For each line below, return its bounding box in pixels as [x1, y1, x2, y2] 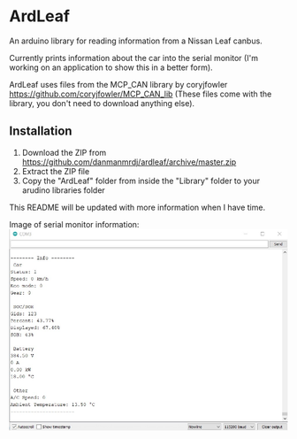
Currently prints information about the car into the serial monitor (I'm [9, 52, 259, 63]
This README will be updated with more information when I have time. [9, 202, 266, 212]
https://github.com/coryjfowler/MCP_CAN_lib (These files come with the [9, 89, 272, 99]
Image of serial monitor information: [9, 219, 140, 229]
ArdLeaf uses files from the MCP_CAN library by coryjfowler [9, 79, 228, 89]
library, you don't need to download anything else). [9, 97, 195, 108]
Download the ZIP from [21, 147, 107, 158]
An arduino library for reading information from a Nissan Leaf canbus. [9, 35, 263, 46]
